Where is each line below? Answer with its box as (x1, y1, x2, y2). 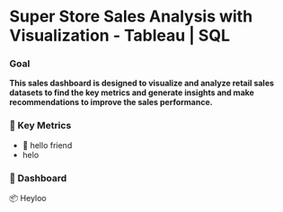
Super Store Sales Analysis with (9, 6, 253, 27)
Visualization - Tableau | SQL (9, 25, 231, 46)
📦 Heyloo (9, 193, 47, 204)
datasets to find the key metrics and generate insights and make (9, 87, 254, 98)
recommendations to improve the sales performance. (9, 97, 213, 108)
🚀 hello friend (22, 139, 73, 150)
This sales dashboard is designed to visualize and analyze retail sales (9, 78, 275, 89)
